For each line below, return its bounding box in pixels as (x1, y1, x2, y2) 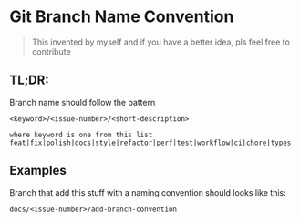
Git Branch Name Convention (9, 6, 234, 27)
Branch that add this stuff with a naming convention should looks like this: (9, 187, 286, 197)
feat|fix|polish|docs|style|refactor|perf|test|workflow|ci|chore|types (9, 138, 292, 147)
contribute (31, 45, 71, 56)
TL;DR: (9, 73, 50, 88)
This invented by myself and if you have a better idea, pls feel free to (31, 36, 290, 47)
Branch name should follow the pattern (9, 96, 156, 107)
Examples (9, 163, 67, 178)
